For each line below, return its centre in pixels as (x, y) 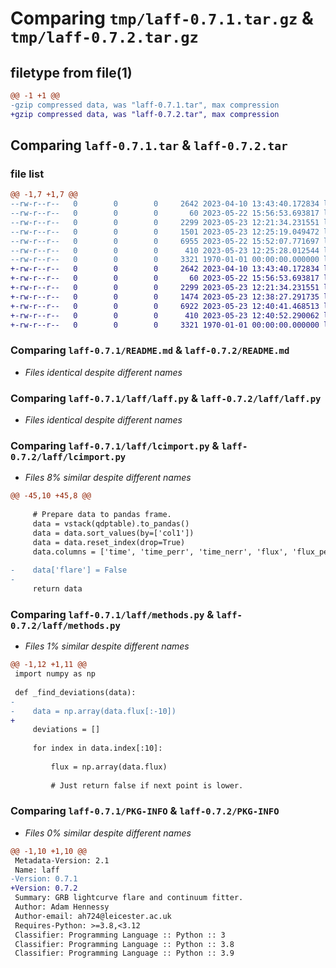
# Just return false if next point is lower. (147, 785)
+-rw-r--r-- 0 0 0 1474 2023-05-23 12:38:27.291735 (165, 297)
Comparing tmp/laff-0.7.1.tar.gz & (162, 18)
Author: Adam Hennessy (62, 907)
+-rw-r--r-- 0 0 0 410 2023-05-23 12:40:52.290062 (165, 315)
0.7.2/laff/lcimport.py (68, 456)
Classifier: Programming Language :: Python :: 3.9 (124, 953)
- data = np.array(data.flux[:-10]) (93, 711)
